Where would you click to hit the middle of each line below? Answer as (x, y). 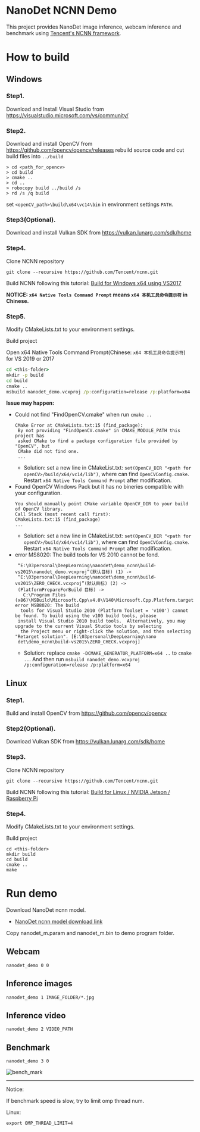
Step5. (16, 316)
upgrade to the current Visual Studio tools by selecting (88, 626)
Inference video (36, 1015)
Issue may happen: (30, 403)
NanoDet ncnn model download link (59, 921)
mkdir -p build (25, 375)
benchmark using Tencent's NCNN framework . (64, 33)
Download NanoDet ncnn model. (46, 910)
